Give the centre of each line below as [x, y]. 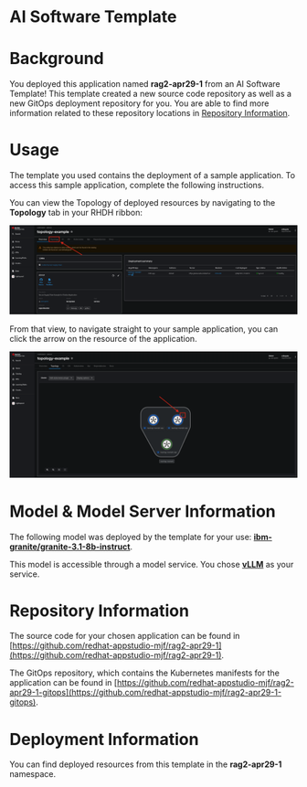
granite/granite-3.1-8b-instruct [70, 547]
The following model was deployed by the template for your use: [131, 537]
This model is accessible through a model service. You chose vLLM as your [152, 564]
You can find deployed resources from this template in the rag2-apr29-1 [146, 764]
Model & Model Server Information [143, 511]
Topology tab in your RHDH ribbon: [76, 213]
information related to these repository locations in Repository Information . [150, 113]
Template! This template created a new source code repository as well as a [151, 94]
